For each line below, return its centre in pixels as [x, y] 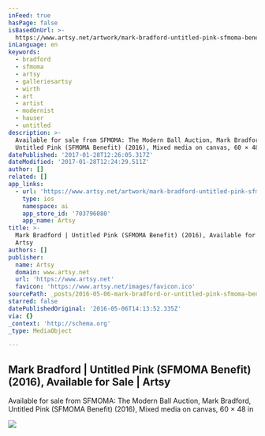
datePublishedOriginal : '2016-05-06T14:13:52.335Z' [95, 308]
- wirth [28, 89]
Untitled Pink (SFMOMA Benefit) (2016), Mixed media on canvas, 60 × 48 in [131, 409]
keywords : [24, 52]
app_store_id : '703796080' [67, 214]
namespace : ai [45, 206]
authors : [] [28, 250]
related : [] [28, 177]
